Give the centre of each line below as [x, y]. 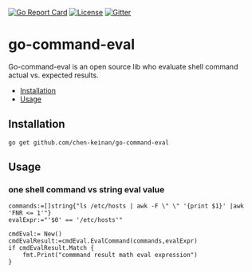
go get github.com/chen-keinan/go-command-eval [89, 142]
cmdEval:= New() [35, 234]
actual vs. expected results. [53, 75]
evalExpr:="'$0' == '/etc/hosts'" [66, 220]
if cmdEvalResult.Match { [51, 248]
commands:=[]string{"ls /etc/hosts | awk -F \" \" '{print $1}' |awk [126, 206]
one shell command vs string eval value [87, 190]
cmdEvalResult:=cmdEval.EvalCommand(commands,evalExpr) [103, 241]
